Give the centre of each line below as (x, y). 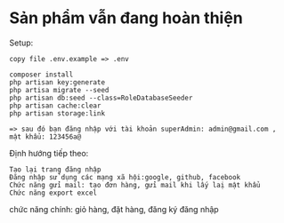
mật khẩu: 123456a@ (45, 137)
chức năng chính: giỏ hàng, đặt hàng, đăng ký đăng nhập (114, 209)
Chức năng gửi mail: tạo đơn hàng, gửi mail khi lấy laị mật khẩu (135, 185)
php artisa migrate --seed (59, 90)
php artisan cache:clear (55, 106)
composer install (41, 75)
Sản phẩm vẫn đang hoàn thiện (126, 18)
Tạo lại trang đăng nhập (55, 169)
